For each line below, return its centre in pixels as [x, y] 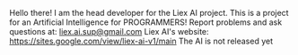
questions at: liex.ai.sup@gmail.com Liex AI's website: [109, 31]
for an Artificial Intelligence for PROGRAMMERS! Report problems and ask [146, 22]
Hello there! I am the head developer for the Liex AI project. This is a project [149, 13]
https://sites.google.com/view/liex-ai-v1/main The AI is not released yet [141, 41]
